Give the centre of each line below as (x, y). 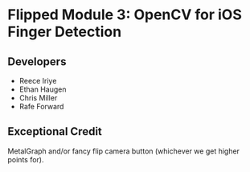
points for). (26, 159)
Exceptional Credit (55, 131)
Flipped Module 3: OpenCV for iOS (125, 15)
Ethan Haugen (43, 89)
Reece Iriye (38, 81)
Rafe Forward (41, 106)
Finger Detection (65, 32)
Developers (37, 61)
